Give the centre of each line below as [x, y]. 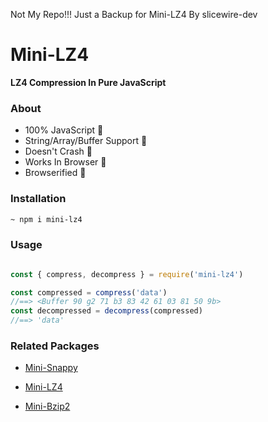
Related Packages [55, 346]
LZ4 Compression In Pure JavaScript [88, 82]
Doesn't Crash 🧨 [58, 151]
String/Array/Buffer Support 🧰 [86, 141]
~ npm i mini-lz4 [46, 219]
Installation [38, 199]
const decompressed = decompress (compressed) [106, 311]
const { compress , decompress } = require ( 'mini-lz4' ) [127, 274]
